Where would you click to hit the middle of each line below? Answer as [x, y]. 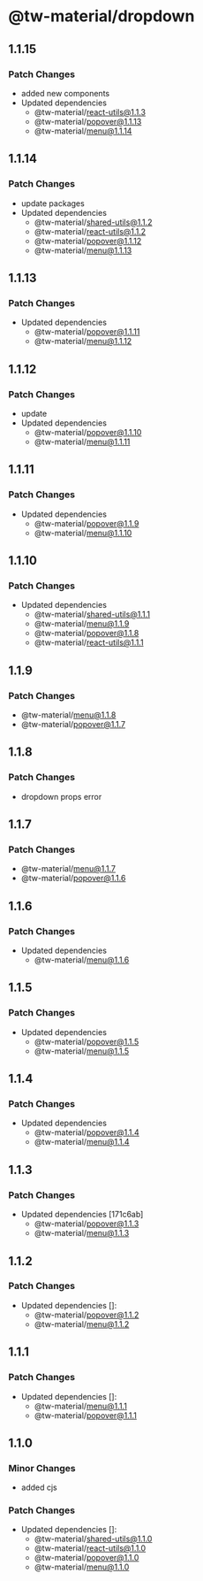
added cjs [39, 1487]
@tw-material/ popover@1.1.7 [73, 724]
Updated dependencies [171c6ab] [82, 1215]
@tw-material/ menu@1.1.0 [82, 1567]
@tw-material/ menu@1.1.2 [82, 1324]
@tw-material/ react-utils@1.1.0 [90, 1548]
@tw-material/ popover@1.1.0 [86, 1558]
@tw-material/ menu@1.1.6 [82, 960]
